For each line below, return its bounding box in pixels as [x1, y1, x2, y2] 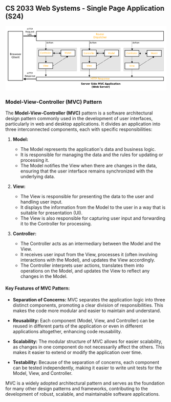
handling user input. [20, 199, 63, 205]
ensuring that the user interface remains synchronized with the [20, 168, 154, 174]
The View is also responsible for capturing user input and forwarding [20, 215, 165, 221]
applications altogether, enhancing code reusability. [12, 328, 122, 334]
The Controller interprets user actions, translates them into [20, 262, 144, 269]
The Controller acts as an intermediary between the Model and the [20, 241, 161, 247]
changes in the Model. [20, 273, 68, 279]
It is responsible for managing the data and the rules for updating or [20, 151, 163, 158]
